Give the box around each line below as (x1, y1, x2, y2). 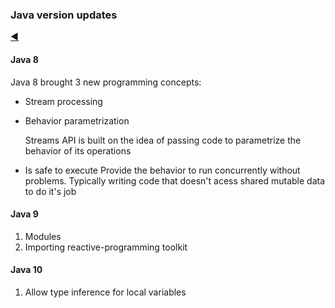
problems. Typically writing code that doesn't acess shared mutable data (24, 174, 326, 187)
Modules (24, 230, 62, 242)
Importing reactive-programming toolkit (24, 241, 188, 253)
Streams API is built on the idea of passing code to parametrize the (24, 134, 302, 146)
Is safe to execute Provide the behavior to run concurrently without (24, 164, 301, 176)
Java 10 (10, 264, 43, 276)
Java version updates (10, 8, 118, 22)
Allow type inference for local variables (24, 286, 187, 298)
